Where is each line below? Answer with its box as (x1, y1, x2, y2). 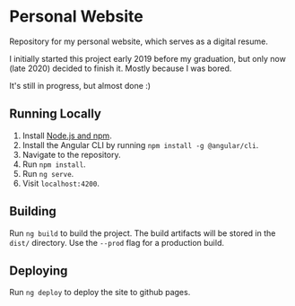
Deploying (9, 263, 68, 278)
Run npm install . (22, 159, 87, 170)
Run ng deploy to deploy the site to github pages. (9, 287, 191, 298)
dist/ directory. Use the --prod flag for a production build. (9, 237, 224, 248)
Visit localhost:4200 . (22, 178, 100, 188)
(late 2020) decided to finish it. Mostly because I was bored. (9, 63, 232, 74)
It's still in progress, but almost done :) (9, 80, 151, 91)
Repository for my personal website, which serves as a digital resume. (9, 36, 269, 47)
